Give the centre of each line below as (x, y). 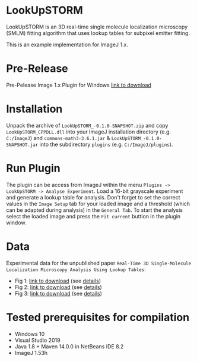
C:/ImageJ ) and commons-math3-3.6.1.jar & (58, 138)
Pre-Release (37, 69)
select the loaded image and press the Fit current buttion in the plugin (93, 216)
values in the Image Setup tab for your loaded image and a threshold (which (98, 204)
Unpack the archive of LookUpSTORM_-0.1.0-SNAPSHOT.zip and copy (87, 125)
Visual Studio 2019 (37, 340)
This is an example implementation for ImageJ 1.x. (67, 45)
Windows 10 (30, 334)
